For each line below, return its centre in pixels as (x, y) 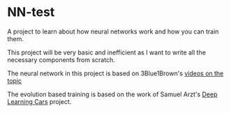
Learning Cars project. (39, 101)
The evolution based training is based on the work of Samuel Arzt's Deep (112, 94)
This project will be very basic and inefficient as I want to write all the (106, 52)
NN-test (31, 12)
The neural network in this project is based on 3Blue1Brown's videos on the (115, 73)
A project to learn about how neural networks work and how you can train (113, 31)
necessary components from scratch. (61, 59)
